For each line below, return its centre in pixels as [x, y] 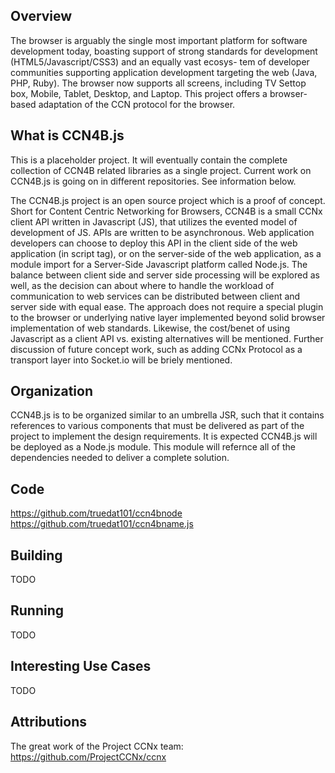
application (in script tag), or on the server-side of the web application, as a [166, 253]
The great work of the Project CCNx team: [97, 746]
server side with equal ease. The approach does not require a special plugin [167, 306]
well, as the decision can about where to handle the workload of [142, 285]
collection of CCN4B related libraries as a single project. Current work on [161, 170]
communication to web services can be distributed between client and [155, 296]
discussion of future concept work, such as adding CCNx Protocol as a [156, 349]
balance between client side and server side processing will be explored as [165, 275]
